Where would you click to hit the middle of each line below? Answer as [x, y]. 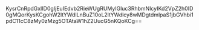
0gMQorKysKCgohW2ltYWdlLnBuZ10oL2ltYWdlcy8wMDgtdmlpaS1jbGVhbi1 [100, 15]
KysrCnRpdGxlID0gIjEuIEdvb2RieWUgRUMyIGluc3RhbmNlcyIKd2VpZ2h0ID [99, 9]
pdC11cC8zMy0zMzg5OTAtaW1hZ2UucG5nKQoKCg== [74, 21]
